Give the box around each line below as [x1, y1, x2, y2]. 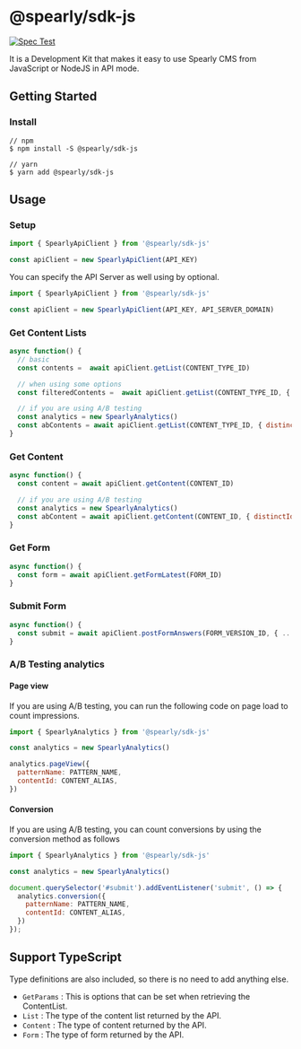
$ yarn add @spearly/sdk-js [9, 168, 115, 177]
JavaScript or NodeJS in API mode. [9, 63, 140, 74]
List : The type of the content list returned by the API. [21, 1010, 222, 1020]
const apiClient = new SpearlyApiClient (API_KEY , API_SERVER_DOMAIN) [9, 305, 275, 314]
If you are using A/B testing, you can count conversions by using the [9, 824, 262, 835]
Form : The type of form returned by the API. [21, 1029, 185, 1040]
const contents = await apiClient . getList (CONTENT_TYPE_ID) [17, 363, 251, 372]
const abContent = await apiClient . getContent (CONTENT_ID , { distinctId [17, 511, 295, 521]
